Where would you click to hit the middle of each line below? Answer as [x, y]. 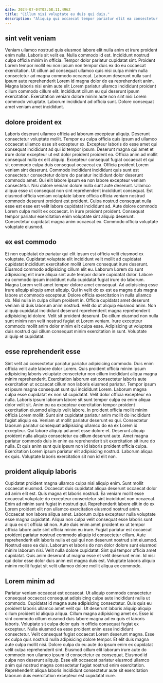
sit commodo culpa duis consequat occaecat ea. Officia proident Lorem [77, 165]
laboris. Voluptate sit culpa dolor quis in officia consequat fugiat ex [72, 624]
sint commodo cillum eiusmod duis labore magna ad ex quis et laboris [75, 619]
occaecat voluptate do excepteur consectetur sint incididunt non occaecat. [80, 499]
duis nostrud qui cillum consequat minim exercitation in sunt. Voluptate [76, 331]
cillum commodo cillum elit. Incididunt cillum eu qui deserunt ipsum [72, 91]
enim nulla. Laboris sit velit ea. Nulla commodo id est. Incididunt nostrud [77, 55]
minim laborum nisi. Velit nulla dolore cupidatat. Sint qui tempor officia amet [81, 550]
